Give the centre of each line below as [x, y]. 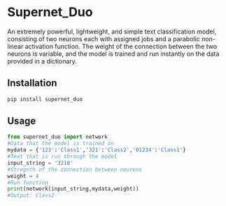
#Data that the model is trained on [61, 144]
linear [15, 46]
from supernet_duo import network [58, 137]
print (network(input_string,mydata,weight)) [73, 189]
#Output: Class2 [31, 196]
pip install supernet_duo [45, 99]
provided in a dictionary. [42, 61]
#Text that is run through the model [62, 157]
